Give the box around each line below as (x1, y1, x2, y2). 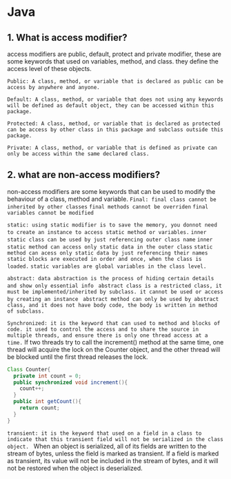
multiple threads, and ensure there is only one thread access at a (7, 332, 208, 339)
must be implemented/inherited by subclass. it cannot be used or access (7, 288, 224, 295)
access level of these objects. (7, 65, 92, 72)
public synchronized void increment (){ (13, 379, 128, 386)
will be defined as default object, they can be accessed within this (7, 102, 214, 109)
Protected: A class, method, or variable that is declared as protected (7, 120, 221, 127)
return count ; (19, 404, 60, 411)
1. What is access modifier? (7, 32, 128, 43)
